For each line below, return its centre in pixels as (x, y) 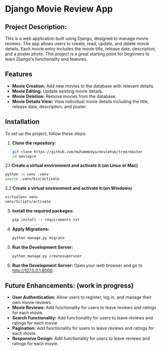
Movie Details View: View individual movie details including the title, (80, 101)
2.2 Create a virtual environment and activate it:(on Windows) (69, 188)
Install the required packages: (43, 211)
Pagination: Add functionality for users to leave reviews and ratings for (83, 328)
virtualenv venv (21, 197)
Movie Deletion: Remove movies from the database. (64, 96)
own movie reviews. (32, 303)
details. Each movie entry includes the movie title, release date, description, (80, 49)
